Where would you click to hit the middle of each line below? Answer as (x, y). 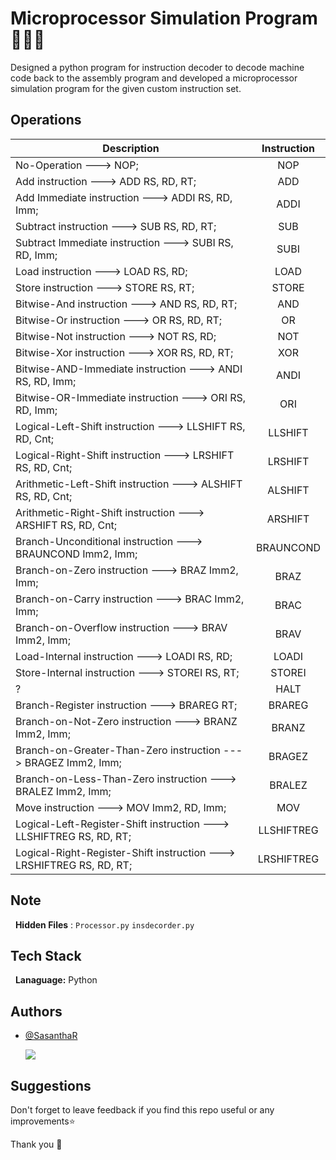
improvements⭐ (43, 1121)
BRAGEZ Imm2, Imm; (73, 762)
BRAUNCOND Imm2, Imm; (76, 554)
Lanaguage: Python (56, 980)
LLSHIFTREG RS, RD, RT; (73, 836)
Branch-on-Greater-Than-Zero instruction (118, 750)
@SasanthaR (51, 1036)
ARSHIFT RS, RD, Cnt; (66, 525)
